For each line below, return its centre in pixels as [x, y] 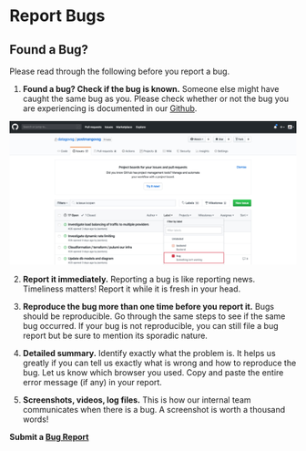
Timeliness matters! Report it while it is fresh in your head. [132, 289]
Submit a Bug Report [49, 436]
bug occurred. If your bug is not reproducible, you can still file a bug [151, 325]
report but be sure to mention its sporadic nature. [115, 335]
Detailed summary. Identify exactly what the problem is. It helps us [149, 353]
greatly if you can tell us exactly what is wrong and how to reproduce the [159, 363]
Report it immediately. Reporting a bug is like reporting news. [139, 279]
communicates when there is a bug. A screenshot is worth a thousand [153, 409]
